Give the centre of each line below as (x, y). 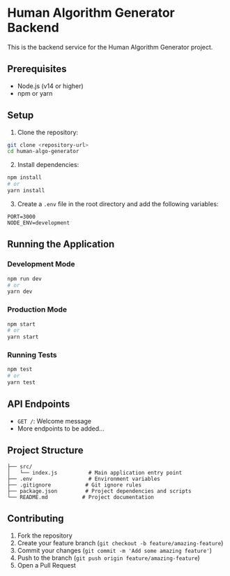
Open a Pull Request (47, 565)
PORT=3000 (22, 217)
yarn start (23, 337)
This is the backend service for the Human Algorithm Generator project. (110, 47)
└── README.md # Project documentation (81, 497)
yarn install (26, 191)
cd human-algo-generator (43, 152)
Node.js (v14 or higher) (50, 86)
